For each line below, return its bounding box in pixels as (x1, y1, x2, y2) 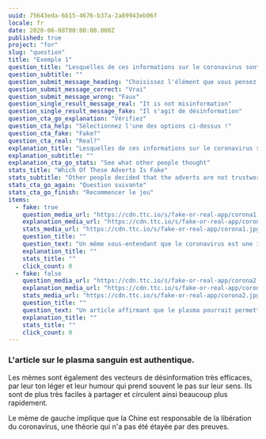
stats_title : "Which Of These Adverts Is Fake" (8, 166, 169, 174)
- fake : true (15, 203, 59, 211)
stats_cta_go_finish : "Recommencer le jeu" (8, 188, 154, 197)
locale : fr (8, 19, 44, 27)
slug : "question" (8, 48, 66, 56)
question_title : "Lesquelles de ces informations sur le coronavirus (8, 63, 243, 71)
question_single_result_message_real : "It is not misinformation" (8, 100, 232, 108)
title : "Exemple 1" (8, 56, 73, 64)
